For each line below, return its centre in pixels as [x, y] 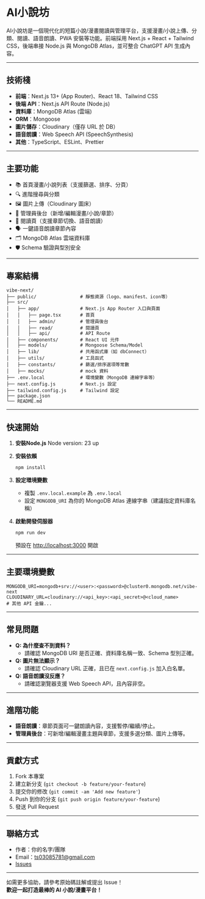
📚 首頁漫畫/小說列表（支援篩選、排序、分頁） [73, 184]
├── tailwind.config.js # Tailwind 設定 [63, 391]
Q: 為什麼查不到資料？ [43, 645]
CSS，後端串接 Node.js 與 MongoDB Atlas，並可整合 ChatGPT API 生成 [96, 46]
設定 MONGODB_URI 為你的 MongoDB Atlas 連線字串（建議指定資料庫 [107, 501]
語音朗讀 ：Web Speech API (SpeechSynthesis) [74, 134]
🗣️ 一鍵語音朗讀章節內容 [45, 228]
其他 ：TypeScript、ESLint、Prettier [59, 141]
